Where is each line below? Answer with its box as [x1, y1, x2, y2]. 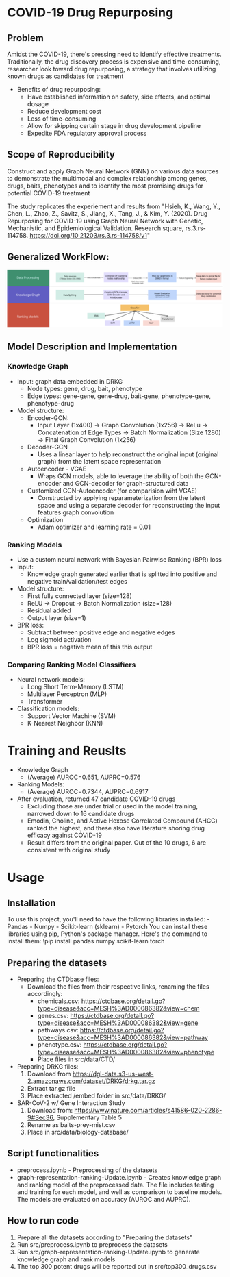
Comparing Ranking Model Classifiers [7, 660, 136, 669]
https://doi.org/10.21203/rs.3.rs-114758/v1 [29, 231, 147, 239]
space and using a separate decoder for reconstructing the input [37, 501, 220, 509]
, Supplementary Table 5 [53, 1113, 122, 1121]
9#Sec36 [27, 1113, 53, 1121]
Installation [7, 897, 56, 908]
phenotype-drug [27, 399, 74, 407]
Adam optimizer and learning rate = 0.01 [37, 523, 151, 531]
